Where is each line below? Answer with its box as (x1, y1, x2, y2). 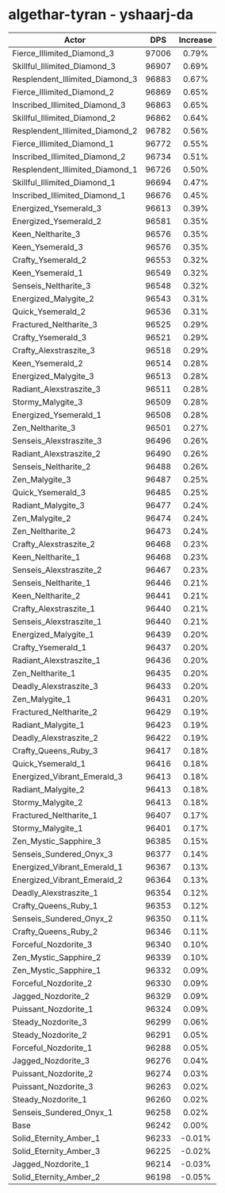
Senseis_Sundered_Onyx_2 (12, 912, 113, 924)
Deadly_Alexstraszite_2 (12, 732, 99, 743)
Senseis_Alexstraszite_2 (12, 564, 102, 575)
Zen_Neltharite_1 (12, 668, 76, 679)
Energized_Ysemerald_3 (12, 203, 102, 214)
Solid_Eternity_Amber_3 (12, 1145, 101, 1156)
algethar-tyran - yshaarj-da (8, 6, 194, 24)
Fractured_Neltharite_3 (12, 319, 97, 330)
